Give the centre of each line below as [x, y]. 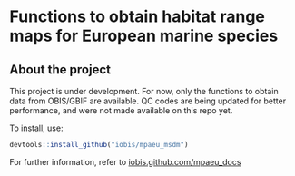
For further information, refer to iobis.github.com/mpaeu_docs [125, 161]
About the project [60, 69]
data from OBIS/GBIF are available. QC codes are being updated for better [148, 101]
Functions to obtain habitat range [138, 17]
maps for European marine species [144, 36]
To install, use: [36, 128]
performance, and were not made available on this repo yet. [121, 110]
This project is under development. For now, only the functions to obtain [144, 91]
